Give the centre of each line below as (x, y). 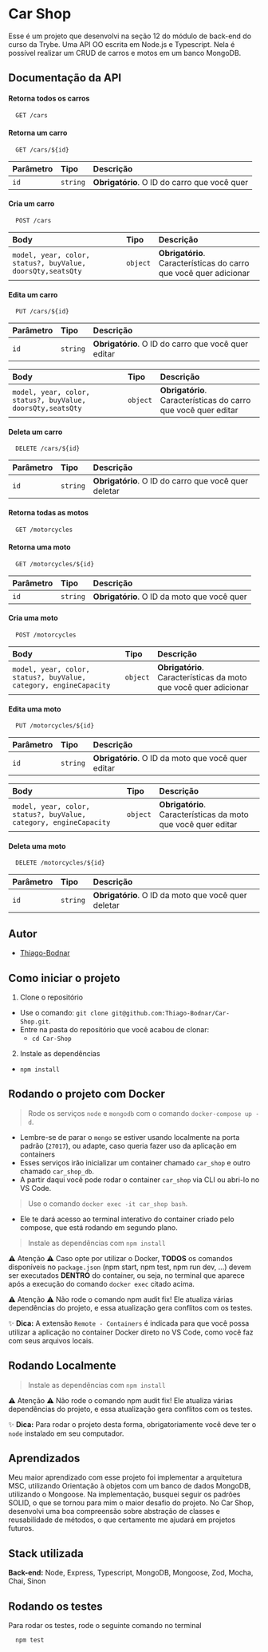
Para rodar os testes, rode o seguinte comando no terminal (105, 1626)
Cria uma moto (33, 618)
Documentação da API (65, 78)
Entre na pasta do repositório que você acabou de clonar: (114, 1029)
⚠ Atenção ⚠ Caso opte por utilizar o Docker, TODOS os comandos (120, 1258)
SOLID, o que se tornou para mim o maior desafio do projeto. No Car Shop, (131, 1503)
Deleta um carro (35, 432)
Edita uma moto (35, 709)
